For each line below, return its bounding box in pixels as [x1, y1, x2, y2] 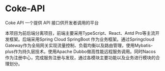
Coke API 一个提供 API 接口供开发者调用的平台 [5, 20, 99, 25]
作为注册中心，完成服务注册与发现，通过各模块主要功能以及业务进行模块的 [5, 54, 156, 60]
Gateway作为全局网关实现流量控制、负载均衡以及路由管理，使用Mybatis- [5, 42, 153, 48]
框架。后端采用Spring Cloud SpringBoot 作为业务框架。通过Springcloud [9, 36, 155, 42]
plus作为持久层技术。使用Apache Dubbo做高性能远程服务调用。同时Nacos [5, 48, 156, 54]
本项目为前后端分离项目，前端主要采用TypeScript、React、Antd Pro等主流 [5, 30, 156, 36]
